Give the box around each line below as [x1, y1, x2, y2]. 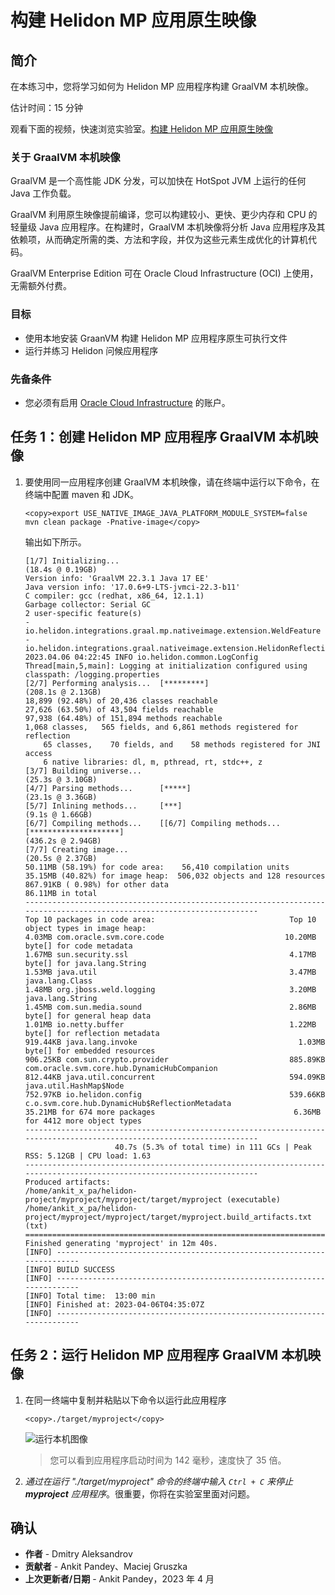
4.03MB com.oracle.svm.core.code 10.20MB [24, 932, 317, 942]
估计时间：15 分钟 [10, 102, 83, 113]
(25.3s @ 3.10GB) [24, 774, 98, 785]
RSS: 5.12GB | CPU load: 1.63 [24, 1151, 152, 1161]
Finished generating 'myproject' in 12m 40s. [24, 1238, 218, 1248]
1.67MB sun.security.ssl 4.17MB [24, 949, 317, 960]
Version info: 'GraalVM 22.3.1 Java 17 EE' [24, 573, 210, 583]
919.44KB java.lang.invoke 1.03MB [24, 1037, 326, 1047]
